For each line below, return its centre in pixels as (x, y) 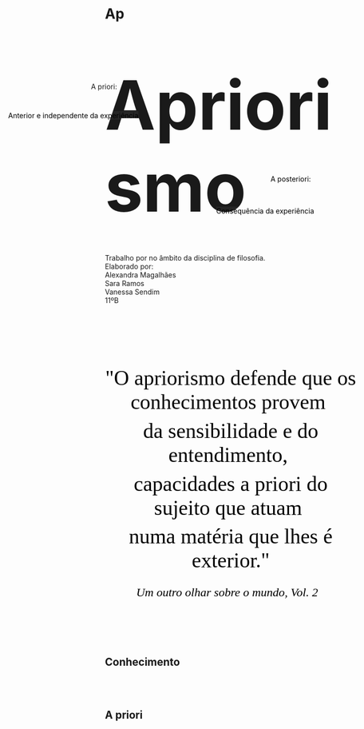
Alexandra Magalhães (140, 275)
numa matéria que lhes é (231, 536)
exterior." (231, 560)
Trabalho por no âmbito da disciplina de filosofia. (185, 258)
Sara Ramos (125, 284)
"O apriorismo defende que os (231, 378)
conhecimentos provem (228, 402)
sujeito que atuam (228, 508)
